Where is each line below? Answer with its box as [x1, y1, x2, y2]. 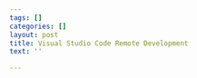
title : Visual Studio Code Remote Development [9, 38, 189, 48]
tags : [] [9, 13, 43, 23]
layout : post [9, 30, 59, 39]
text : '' [9, 47, 43, 56]
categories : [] [9, 22, 67, 31]
